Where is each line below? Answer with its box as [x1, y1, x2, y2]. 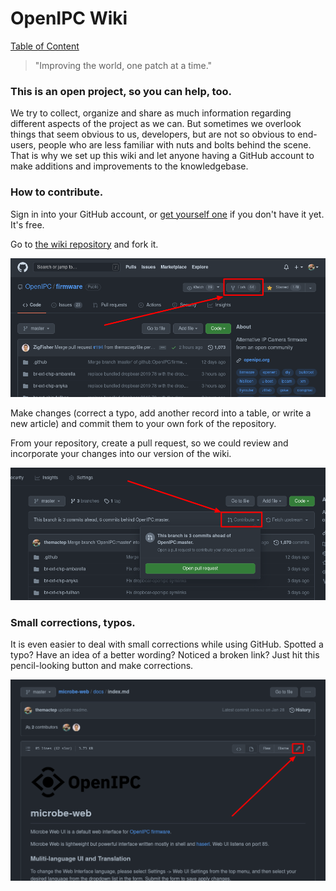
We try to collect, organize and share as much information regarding [10, 107, 292, 119]
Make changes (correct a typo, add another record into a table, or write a [10, 407, 312, 419]
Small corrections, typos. [10, 615, 136, 629]
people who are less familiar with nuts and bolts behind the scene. [38, 139, 312, 151]
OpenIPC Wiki [10, 7, 128, 30]
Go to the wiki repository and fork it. [10, 238, 159, 250]
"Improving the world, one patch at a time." [34, 59, 213, 71]
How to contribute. [10, 185, 104, 199]
